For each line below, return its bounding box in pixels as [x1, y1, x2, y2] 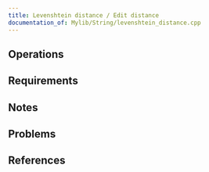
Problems [8, 127, 56, 141]
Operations [8, 48, 64, 61]
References [8, 154, 66, 167]
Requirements [8, 74, 78, 88]
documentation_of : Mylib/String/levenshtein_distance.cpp [8, 19, 201, 27]
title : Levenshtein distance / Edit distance [8, 11, 159, 20]
